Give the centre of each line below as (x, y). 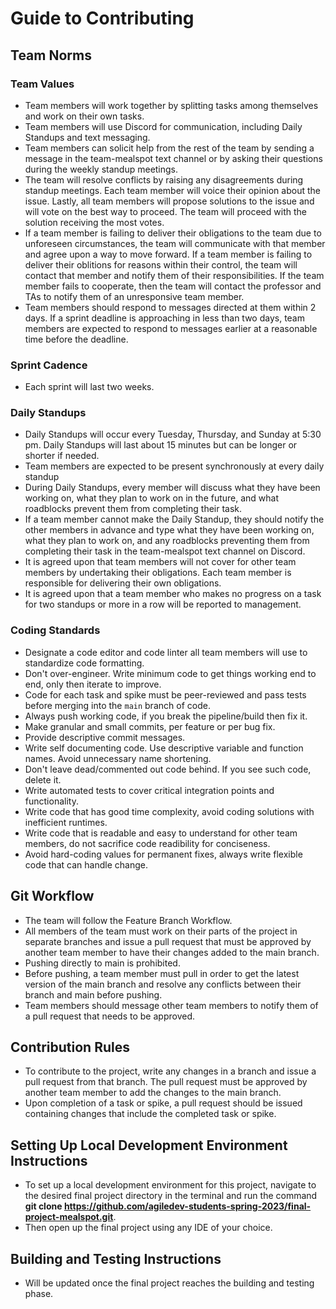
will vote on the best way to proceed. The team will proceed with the (165, 211)
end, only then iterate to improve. (93, 684)
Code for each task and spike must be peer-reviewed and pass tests (165, 694)
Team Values (42, 84)
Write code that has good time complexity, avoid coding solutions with (169, 811)
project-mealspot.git (69, 1217)
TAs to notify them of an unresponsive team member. (134, 296)
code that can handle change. (86, 864)
